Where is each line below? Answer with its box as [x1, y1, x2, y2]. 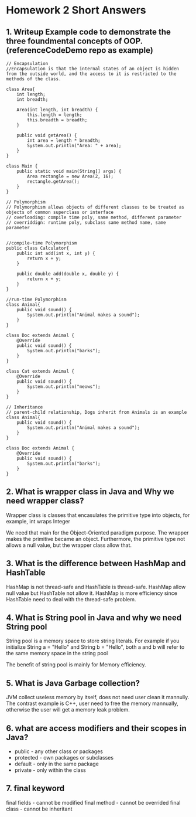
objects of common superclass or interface [6, 209, 114, 215]
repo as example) [88, 45, 153, 55]
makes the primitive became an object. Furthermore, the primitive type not [6, 535, 185, 542]
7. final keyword [6, 784, 65, 794]
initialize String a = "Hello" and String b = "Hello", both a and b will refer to [6, 644, 185, 651]
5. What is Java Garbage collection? [6, 678, 140, 688]
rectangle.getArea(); [27, 179, 80, 185]
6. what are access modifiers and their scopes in [6, 723, 187, 733]
